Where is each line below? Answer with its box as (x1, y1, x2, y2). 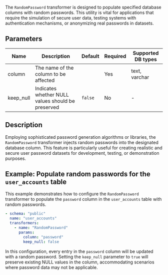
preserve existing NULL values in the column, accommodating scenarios (5, 259, 154, 265)
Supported (132, 50, 159, 57)
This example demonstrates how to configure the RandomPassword (5, 191, 139, 197)
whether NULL (34, 91, 69, 98)
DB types (134, 56, 157, 63)
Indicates (34, 85, 56, 92)
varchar (130, 74, 149, 81)
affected (34, 77, 55, 84)
